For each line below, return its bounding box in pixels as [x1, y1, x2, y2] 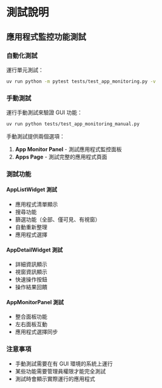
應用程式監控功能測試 [6, 32, 86, 42]
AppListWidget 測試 [6, 186, 58, 193]
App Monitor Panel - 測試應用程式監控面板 [15, 145, 123, 152]
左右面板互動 [15, 321, 47, 328]
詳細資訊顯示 [15, 260, 47, 268]
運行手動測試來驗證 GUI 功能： [6, 109, 83, 116]
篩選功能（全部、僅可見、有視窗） [15, 216, 101, 223]
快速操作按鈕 [15, 276, 47, 283]
